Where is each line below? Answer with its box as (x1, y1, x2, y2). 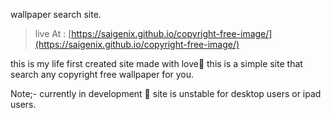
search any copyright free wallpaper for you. (10, 69, 195, 80)
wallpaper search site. (10, 9, 102, 20)
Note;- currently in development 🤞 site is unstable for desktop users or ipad (10, 88, 322, 99)
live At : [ (34, 28, 72, 39)
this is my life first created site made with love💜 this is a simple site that (10, 58, 303, 69)
